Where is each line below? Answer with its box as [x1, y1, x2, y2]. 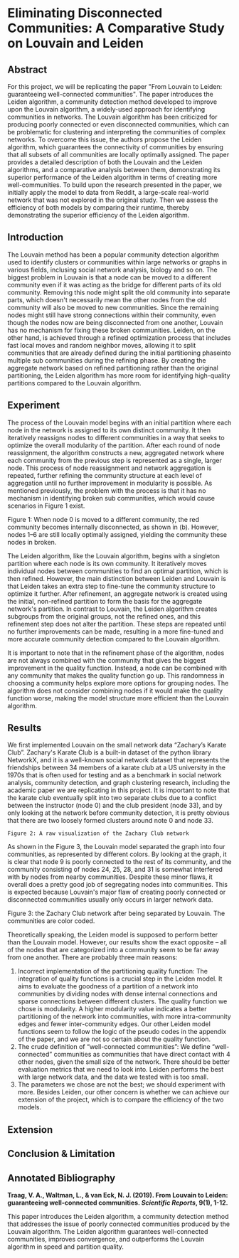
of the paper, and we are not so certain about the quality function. [17, 1035, 211, 1043]
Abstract [7, 63, 48, 75]
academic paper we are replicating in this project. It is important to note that [7, 786, 230, 794]
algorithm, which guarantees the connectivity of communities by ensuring [7, 143, 224, 151]
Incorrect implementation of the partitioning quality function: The [17, 967, 208, 976]
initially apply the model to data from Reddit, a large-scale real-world [7, 188, 209, 196]
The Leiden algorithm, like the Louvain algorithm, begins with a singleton [7, 551, 221, 560]
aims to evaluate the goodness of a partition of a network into [17, 982, 198, 991]
